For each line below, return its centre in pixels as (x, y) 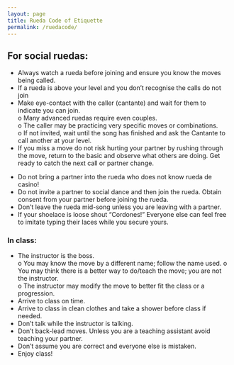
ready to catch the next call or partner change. (86, 163)
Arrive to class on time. (51, 301)
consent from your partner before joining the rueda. (93, 200)
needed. (30, 316)
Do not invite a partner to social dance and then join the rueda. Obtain (119, 192)
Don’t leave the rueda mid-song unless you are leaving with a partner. (119, 207)
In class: (22, 240)
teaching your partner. (50, 339)
